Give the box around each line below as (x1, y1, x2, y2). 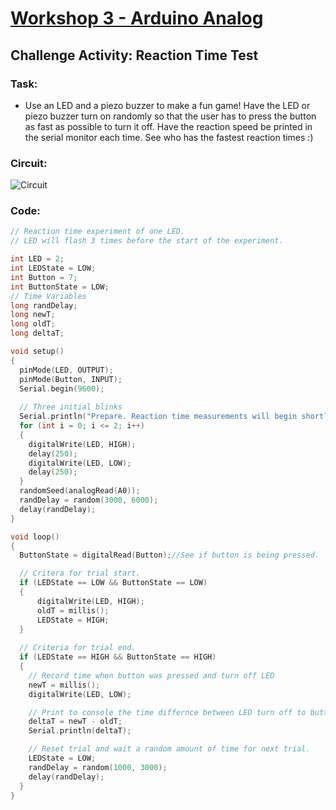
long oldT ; (10, 319, 56, 329)
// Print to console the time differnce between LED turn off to (28, 707, 307, 717)
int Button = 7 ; (10, 272, 78, 282)
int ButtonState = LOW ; (10, 282, 110, 292)
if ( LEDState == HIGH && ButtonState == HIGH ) (19, 652, 217, 662)
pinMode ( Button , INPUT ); (19, 374, 123, 384)
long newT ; (10, 310, 56, 320)
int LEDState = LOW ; (10, 263, 97, 274)
